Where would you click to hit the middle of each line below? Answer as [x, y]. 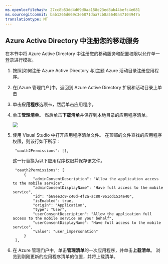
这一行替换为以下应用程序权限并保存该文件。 [59, 161]
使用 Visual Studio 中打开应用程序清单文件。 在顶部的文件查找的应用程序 [87, 135]
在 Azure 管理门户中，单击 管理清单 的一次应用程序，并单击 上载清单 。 [83, 250]
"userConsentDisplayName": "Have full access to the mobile [97, 223]
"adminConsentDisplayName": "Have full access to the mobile [98, 188]
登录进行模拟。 [21, 60]
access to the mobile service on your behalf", [63, 218]
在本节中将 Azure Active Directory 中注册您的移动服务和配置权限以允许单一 [82, 54]
